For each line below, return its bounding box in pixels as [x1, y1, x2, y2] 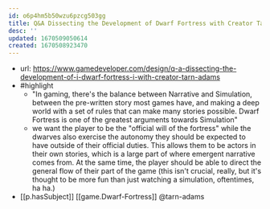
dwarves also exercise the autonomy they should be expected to [31, 132, 247, 141]
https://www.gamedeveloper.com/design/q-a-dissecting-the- [32, 64, 237, 73]
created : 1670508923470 [8, 42, 88, 50]
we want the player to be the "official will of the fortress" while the [31, 124, 252, 133]
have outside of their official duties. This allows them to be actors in [31, 141, 256, 150]
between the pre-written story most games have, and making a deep [31, 98, 260, 108]
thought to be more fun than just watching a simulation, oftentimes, [31, 174, 255, 185]
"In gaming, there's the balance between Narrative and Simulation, [31, 89, 253, 99]
